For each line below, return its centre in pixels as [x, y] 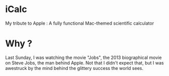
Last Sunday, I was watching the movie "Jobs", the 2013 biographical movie [83, 57]
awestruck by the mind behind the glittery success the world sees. [74, 68]
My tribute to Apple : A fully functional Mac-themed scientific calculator [80, 23]
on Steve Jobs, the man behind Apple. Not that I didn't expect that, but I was [84, 63]
